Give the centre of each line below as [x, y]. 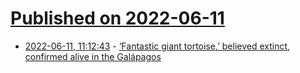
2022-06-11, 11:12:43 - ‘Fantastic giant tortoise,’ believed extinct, [157, 46]
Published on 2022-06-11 [117, 18]
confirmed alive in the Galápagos [93, 56]
